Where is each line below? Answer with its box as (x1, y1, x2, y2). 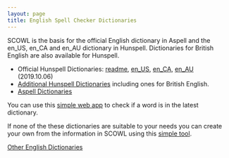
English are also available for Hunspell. (7, 51, 120, 60)
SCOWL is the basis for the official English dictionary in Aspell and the (7, 36, 211, 44)
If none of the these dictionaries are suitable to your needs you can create (7, 121, 223, 130)
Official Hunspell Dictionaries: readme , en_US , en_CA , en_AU (17, 65, 194, 73)
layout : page (7, 10, 46, 18)
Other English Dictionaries (7, 143, 83, 151)
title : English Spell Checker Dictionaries (7, 17, 137, 24)
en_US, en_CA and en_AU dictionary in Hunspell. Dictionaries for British (7, 44, 214, 52)
